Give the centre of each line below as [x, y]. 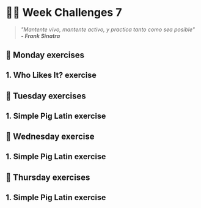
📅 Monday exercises [45, 55]
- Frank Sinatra [40, 35]
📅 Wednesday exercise [50, 137]
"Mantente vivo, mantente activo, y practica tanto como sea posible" [108, 29]
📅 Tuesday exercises [46, 96]
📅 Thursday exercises [48, 177]
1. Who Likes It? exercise [51, 75]
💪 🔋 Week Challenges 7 [64, 13]
